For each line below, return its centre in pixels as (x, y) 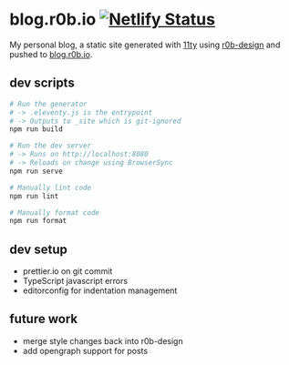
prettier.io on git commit (67, 271)
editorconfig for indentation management (100, 290)
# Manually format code (55, 213)
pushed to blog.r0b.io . (51, 54)
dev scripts (42, 83)
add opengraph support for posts (85, 350)
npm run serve (36, 171)
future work (44, 319)
